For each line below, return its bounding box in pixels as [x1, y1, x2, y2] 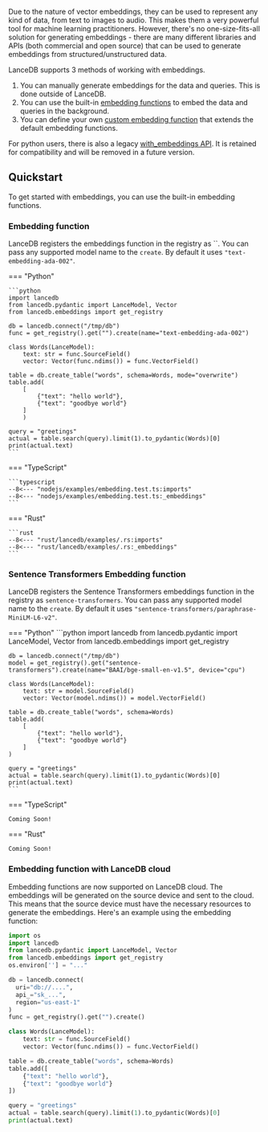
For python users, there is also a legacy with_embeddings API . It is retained [8, 139, 257, 148]
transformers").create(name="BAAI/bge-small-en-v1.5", [8, 666, 196, 674]
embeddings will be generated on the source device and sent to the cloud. [8, 890, 254, 900]
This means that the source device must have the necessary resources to [8, 899, 251, 909]
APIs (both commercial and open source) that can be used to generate [8, 41, 242, 51]
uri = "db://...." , [15, 983, 74, 991]
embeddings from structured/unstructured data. [8, 50, 167, 59]
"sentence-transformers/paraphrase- [134, 606, 257, 614]
